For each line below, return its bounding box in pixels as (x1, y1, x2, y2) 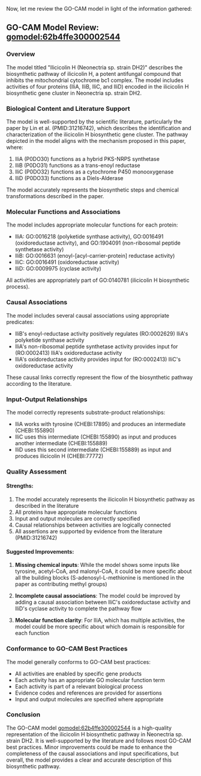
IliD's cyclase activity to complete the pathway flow (14, 605, 142, 612)
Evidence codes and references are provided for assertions (14, 689, 162, 696)
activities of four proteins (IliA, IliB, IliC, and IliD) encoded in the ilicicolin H (6, 83, 189, 90)
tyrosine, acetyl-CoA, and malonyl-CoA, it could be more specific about (14, 568, 192, 575)
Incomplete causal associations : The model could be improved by (14, 592, 181, 599)
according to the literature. (6, 380, 72, 387)
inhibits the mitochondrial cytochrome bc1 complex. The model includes (6, 77, 184, 84)
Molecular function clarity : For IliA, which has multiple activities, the (14, 617, 185, 624)
